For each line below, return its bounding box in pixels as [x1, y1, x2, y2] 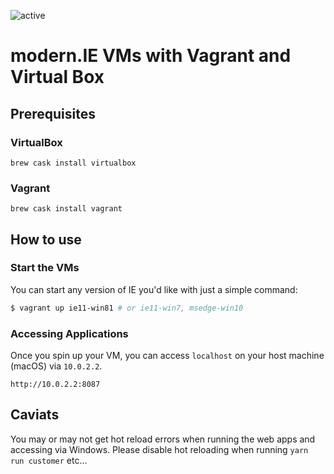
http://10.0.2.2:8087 [10, 380, 101, 390]
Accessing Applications [10, 326, 129, 340]
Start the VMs [10, 261, 80, 275]
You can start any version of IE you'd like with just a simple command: [10, 283, 298, 295]
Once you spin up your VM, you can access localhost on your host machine [10, 350, 325, 362]
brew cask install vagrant [10, 204, 123, 214]
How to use [10, 231, 82, 248]
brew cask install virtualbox [10, 158, 137, 168]
